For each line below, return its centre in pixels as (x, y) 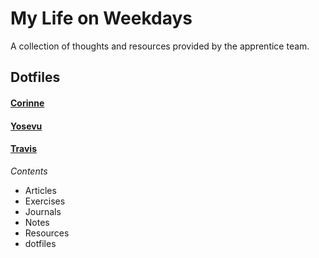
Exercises (45, 201)
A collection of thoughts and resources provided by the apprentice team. (160, 46)
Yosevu (26, 126)
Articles (40, 190)
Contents (29, 171)
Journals (43, 211)
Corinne (27, 103)
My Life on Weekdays (101, 18)
